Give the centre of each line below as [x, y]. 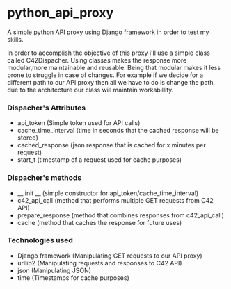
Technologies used [40, 240]
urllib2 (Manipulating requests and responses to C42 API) [99, 263]
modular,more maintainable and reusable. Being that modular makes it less [114, 67]
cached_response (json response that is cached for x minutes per [112, 145]
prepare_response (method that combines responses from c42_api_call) [121, 215]
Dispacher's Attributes [47, 108]
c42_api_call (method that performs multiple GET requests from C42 [115, 200]
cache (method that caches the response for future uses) [99, 222]
